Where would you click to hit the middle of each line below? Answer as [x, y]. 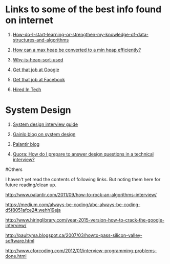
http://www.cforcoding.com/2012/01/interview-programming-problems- [81, 250]
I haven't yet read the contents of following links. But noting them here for [83, 179]
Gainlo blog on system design [44, 134]
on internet [29, 20]
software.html [20, 240]
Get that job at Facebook [39, 79]
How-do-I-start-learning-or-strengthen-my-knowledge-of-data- [80, 34]
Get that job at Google [36, 70]
